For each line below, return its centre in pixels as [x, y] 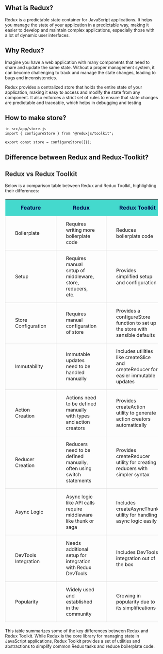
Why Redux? [25, 51]
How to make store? [36, 118]
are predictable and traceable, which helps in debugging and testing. [74, 103]
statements [79, 481]
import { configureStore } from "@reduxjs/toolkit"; [59, 134]
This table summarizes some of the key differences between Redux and [77, 631]
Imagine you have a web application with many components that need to [78, 62]
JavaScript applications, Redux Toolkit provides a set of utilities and [73, 641]
